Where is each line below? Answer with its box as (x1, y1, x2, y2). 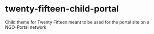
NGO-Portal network (5, 24, 46, 30)
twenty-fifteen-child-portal (5, 3, 119, 14)
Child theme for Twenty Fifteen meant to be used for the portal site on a (5, 19, 150, 25)
